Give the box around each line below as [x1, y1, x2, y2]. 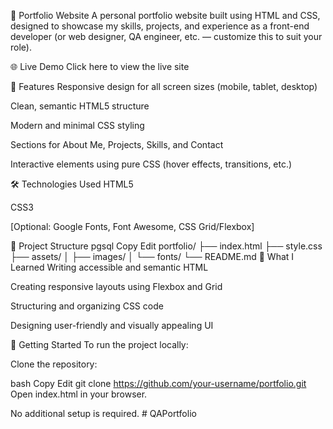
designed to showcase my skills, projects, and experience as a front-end [10, 20, 310, 32]
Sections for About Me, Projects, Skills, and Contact [10, 139, 224, 150]
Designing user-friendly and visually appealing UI [10, 320, 214, 331]
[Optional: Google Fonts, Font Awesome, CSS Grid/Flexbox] [10, 221, 255, 232]
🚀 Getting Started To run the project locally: [10, 339, 189, 350]
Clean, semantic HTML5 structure [10, 100, 150, 112]
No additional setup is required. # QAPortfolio [10, 408, 197, 419]
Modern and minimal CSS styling [10, 120, 145, 131]
